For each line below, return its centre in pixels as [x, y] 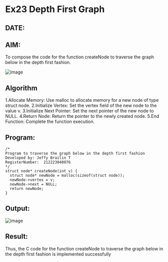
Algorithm [21, 88]
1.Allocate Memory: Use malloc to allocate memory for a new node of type [82, 100]
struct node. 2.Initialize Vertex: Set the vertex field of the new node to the [81, 106]
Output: [18, 208]
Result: [17, 237]
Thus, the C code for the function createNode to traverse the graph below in [84, 248]
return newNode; [27, 189]
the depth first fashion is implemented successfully [58, 254]
